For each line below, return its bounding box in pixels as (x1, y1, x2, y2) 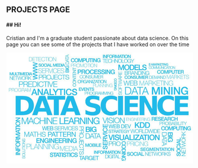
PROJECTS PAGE (6, 5, 70, 15)
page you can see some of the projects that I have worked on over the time (6, 41, 190, 48)
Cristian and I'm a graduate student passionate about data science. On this (6, 34, 189, 41)
